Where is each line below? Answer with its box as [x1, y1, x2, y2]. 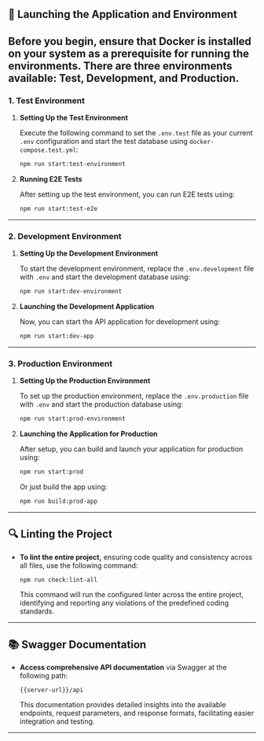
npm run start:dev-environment [19, 288, 123, 296]
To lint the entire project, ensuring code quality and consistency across [19, 552, 253, 562]
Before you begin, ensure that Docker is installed [8, 35, 251, 48]
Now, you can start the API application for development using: [19, 317, 220, 326]
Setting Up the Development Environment [19, 249, 159, 258]
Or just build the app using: [19, 481, 108, 492]
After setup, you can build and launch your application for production [19, 444, 244, 454]
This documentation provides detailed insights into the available [19, 700, 226, 710]
